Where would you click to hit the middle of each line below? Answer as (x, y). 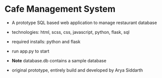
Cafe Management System (60, 9)
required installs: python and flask (46, 41)
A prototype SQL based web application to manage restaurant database (84, 23)
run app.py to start (30, 51)
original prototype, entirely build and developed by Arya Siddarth (77, 70)
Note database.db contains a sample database (59, 60)
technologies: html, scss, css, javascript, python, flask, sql (70, 32)
